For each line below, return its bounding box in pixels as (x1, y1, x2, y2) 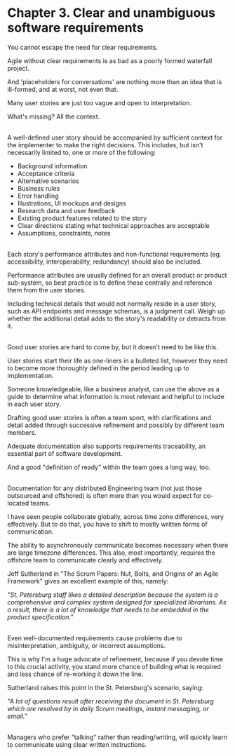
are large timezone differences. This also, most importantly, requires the (7, 548, 215, 557)
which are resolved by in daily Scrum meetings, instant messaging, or (7, 704, 209, 713)
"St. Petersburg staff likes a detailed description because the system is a (7, 590, 219, 599)
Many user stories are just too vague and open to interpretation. (7, 98, 192, 107)
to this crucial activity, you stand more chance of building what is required (7, 662, 221, 670)
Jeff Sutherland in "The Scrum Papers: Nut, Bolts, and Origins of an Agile (7, 569, 219, 578)
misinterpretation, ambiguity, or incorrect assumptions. (7, 641, 166, 649)
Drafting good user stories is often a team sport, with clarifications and (7, 413, 212, 421)
